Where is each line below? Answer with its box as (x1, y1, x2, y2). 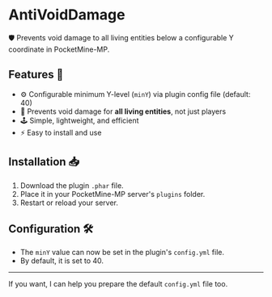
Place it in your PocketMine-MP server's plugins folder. (19, 189, 206, 199)
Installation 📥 (8, 155, 80, 169)
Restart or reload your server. (19, 198, 119, 207)
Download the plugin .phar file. (19, 180, 124, 190)
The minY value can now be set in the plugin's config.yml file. (19, 248, 225, 257)
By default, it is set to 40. (19, 256, 104, 266)
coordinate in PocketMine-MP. (8, 44, 110, 54)
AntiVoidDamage (8, 6, 125, 24)
